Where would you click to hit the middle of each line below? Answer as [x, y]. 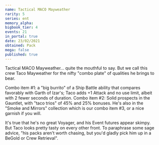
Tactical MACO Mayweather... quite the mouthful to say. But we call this [76, 68]
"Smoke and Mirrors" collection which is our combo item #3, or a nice [75, 108]
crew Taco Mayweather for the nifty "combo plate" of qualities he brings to [80, 73]
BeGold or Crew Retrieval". [32, 138]
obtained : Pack [20, 45]
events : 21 [16, 32]
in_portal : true [21, 37]
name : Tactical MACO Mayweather [38, 9]
